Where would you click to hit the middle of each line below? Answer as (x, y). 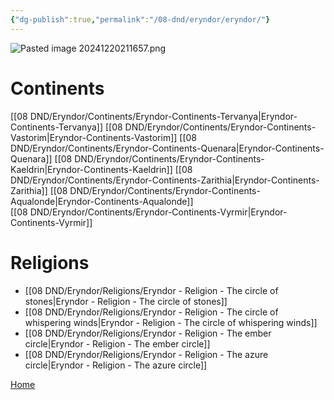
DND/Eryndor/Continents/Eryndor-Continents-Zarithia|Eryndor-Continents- (165, 180)
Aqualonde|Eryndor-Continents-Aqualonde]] (102, 201)
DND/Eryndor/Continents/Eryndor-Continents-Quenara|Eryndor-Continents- (167, 148)
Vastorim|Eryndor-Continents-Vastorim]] (94, 137)
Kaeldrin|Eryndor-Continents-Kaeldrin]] (91, 169)
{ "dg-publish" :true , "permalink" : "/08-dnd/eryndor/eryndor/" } (140, 19)
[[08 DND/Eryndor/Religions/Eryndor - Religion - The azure (146, 354)
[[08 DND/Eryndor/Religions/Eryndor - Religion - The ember (148, 333)
